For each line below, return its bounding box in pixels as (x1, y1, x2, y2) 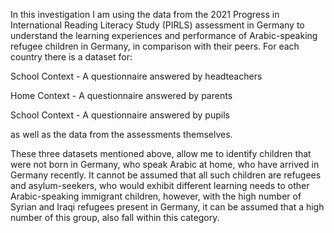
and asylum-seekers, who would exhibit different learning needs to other (10, 180, 310, 191)
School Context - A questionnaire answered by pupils (10, 109, 230, 121)
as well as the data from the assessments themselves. (10, 129, 233, 140)
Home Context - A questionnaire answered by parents (10, 90, 233, 101)
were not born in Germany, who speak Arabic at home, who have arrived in (10, 159, 320, 170)
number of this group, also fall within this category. (10, 212, 220, 223)
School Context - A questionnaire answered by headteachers (10, 70, 263, 82)
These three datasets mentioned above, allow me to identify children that (10, 148, 312, 159)
